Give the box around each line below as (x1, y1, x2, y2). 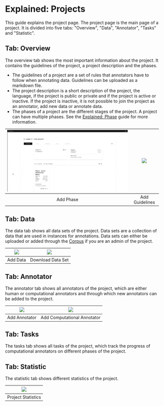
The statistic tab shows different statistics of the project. (5, 376, 119, 381)
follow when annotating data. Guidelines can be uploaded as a (12, 77, 138, 83)
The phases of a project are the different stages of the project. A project (12, 108, 157, 114)
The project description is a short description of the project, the (12, 87, 140, 94)
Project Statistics (7, 394, 41, 400)
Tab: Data (5, 215, 35, 223)
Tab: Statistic (5, 362, 46, 371)
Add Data (7, 256, 26, 263)
